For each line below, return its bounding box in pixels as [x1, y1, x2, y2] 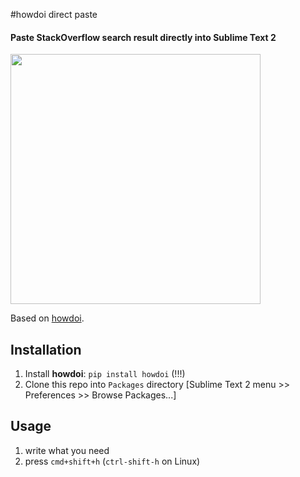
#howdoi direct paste [10, 9, 98, 20]
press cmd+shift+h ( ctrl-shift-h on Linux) [24, 455, 201, 467]
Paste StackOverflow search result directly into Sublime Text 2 [10, 31, 277, 43]
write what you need [24, 444, 110, 456]
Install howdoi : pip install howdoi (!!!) [24, 368, 186, 380]
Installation [10, 341, 82, 358]
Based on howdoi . [10, 312, 85, 324]
